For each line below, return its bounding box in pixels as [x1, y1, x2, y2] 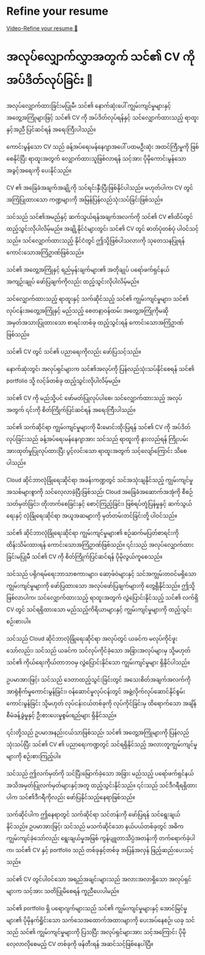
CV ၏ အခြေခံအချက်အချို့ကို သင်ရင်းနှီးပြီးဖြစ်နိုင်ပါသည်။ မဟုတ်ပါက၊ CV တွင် [6, 184, 194, 191]
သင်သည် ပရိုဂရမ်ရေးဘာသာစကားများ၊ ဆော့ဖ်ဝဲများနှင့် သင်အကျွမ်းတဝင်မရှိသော [6, 570, 197, 577]
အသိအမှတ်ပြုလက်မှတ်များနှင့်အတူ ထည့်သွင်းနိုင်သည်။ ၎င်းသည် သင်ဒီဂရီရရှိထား [6, 782, 198, 789]
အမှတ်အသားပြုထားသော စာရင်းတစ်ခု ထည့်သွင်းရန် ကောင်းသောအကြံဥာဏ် [6, 319, 184, 326]
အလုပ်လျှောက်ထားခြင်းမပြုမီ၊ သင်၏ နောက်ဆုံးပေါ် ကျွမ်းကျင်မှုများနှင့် [6, 102, 171, 109]
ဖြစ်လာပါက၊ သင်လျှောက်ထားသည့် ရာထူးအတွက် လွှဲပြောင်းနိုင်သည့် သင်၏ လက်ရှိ [6, 593, 199, 601]
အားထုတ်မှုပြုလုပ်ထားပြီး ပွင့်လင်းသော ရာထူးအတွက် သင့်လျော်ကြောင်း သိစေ [6, 447, 188, 454]
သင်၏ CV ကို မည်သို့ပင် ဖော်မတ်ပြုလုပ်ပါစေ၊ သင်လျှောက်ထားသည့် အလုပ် [6, 394, 182, 401]
